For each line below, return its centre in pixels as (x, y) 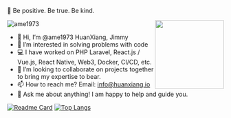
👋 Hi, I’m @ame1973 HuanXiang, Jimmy (73, 37)
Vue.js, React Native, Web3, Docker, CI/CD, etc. (85, 62)
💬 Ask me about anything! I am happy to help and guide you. (102, 94)
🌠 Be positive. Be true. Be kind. (51, 11)
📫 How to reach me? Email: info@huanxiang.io (84, 84)
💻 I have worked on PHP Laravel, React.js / (78, 52)
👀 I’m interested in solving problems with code (82, 44)
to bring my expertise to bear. (59, 76)
